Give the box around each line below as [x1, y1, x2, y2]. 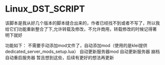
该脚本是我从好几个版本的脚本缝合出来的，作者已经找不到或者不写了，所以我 [5, 20, 160, 26]
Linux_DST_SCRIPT [5, 3, 85, 15]
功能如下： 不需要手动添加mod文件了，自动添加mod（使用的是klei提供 [5, 42, 148, 48]
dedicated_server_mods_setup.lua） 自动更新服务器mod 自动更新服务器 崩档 [5, 49, 160, 54]
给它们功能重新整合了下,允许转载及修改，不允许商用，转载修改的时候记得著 [5, 26, 157, 32]
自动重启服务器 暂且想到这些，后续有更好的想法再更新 [5, 54, 114, 60]
